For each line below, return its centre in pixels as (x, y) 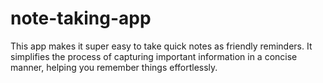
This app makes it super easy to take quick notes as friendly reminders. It (161, 46)
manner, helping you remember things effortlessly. (114, 67)
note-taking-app (81, 18)
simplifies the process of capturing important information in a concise (154, 56)
